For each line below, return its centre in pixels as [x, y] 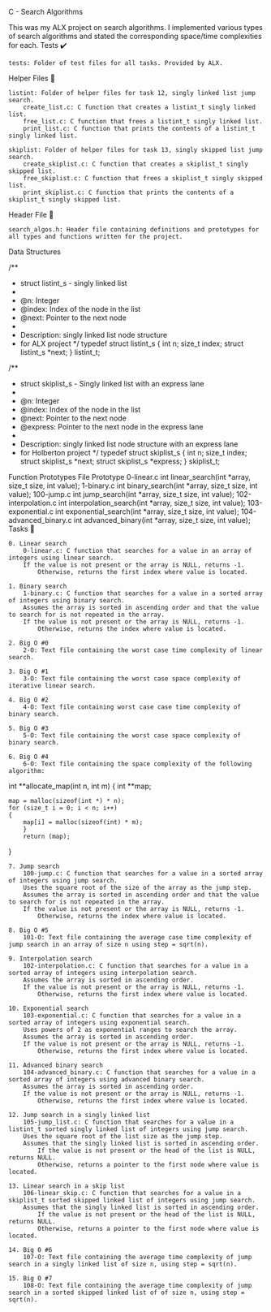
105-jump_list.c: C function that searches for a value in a [128, 1122]
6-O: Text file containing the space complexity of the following [138, 764]
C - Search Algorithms [46, 12]
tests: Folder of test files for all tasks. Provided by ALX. [116, 63]
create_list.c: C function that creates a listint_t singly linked [139, 107]
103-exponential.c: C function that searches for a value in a [132, 1016]
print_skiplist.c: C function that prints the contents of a [128, 192]
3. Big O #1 [28, 671]
